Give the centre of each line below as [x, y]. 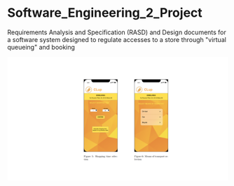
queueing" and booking [41, 47]
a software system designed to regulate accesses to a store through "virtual [117, 39]
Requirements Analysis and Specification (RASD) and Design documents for [117, 32]
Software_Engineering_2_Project [105, 13]
